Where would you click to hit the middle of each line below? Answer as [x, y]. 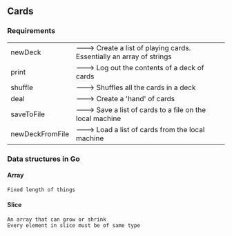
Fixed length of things [41, 190]
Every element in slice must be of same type [74, 226]
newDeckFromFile [40, 133]
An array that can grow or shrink [57, 219]
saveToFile [28, 114]
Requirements [31, 31]
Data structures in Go [44, 159]
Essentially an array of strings [124, 56]
